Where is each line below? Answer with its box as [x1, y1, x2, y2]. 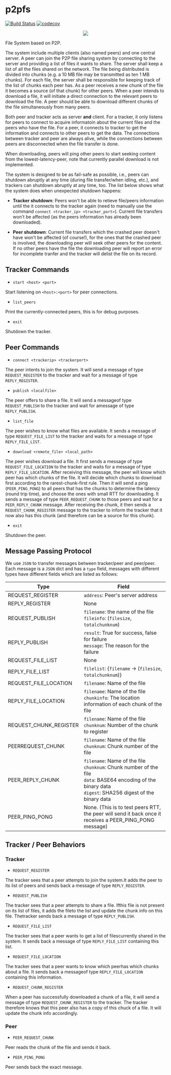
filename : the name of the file [83, 608, 154, 615]
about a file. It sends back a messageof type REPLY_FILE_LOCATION [5, 969, 144, 975]
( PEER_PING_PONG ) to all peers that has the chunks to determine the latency [5, 485, 160, 491]
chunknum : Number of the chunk [83, 722, 159, 729]
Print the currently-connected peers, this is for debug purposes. [5, 308, 140, 314]
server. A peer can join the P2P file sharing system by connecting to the [5, 55, 156, 61]
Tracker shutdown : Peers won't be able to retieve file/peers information [12, 197, 164, 203]
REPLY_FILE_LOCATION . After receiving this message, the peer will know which [5, 469, 166, 475]
